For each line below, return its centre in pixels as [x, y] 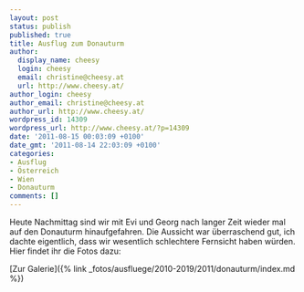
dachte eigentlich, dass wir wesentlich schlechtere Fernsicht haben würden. [152, 241]
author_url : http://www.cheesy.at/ [77, 111]
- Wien [22, 179]
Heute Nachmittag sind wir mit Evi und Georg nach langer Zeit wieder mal [147, 222]
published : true [40, 35]
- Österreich [34, 171]
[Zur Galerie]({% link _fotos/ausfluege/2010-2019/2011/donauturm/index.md [152, 269]
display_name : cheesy [59, 60]
